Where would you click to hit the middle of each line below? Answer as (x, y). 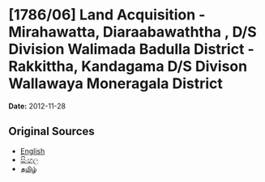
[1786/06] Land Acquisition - (107, 15)
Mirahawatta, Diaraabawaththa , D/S (132, 32)
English (32, 150)
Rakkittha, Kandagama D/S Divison (128, 67)
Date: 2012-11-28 (37, 106)
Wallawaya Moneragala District (115, 84)
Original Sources (51, 131)
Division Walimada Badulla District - (132, 49)
